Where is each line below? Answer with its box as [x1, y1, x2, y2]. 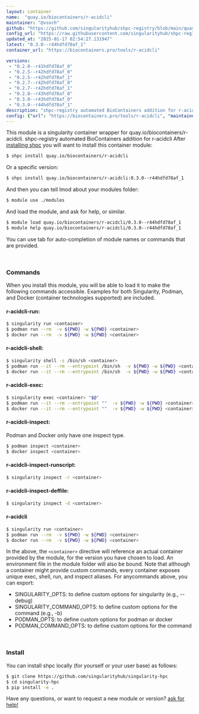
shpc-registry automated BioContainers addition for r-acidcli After [24, 135, 185, 143]
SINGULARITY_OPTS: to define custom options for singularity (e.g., [14, 591, 179, 598]
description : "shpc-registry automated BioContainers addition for [6, 107, 176, 113]
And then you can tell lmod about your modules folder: [6, 186, 139, 193]
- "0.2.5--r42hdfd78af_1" [8, 75, 73, 80]
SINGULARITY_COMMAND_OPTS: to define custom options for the [14, 603, 178, 610]
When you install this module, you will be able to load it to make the [6, 282, 171, 289]
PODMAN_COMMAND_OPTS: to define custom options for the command [14, 622, 192, 629]
